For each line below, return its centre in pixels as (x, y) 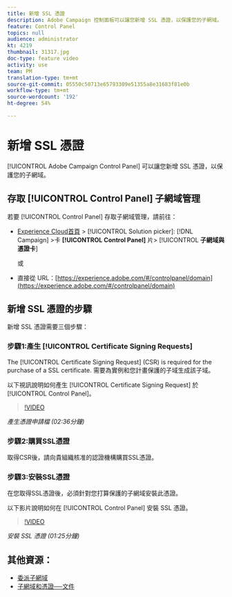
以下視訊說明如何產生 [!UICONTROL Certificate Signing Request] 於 (103, 384)
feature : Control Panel (41, 26)
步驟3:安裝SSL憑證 (39, 477)
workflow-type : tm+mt (38, 90)
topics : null (26, 33)
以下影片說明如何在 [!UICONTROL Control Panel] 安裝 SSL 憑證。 (99, 508)
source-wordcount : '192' (43, 97)
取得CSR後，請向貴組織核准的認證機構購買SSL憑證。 (83, 458)
